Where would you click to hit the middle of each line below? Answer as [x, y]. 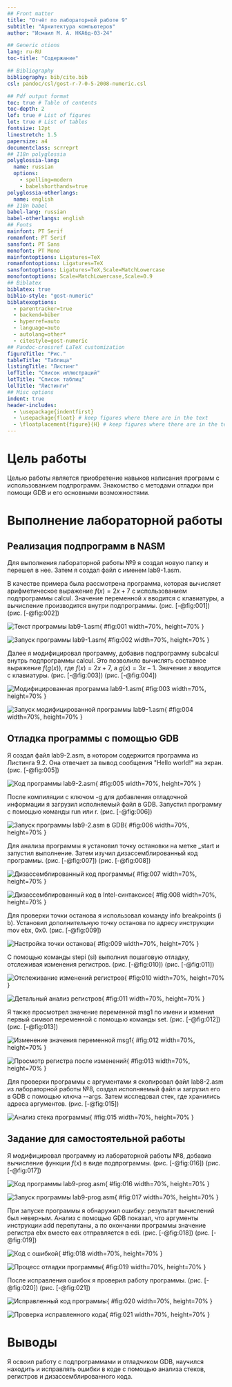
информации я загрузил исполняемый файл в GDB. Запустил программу [115, 804]
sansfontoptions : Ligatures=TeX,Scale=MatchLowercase [86, 270]
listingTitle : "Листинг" [43, 367]
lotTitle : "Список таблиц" [46, 379]
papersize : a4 [28, 141]
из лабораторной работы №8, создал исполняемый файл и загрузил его [114, 1089]
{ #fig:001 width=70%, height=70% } [152, 626]
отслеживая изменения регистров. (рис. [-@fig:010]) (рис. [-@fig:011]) [111, 964]
